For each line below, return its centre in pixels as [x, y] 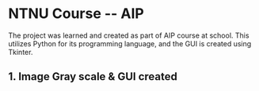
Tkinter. [21, 52]
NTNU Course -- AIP [76, 14]
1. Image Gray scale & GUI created [93, 76]
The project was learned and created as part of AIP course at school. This [129, 35]
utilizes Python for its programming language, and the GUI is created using [130, 43]
